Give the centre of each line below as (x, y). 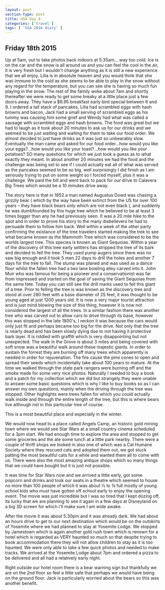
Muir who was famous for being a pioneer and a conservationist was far (78, 274)
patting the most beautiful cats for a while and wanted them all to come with (82, 455)
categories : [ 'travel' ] (30, 23)
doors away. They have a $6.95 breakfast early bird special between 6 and (81, 102)
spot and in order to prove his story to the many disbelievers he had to (76, 221)
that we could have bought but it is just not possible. (58, 465)
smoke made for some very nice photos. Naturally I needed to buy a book (80, 373)
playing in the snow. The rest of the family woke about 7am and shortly (77, 91)
